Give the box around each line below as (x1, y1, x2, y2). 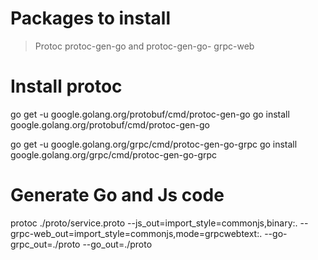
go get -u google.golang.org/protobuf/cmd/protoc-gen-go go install (10, 108, 290, 120)
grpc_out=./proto (10, 238, 81, 250)
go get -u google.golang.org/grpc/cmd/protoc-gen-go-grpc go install (10, 138, 298, 150)
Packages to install (10, 7, 172, 30)
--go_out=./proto (82, 238, 153, 250)
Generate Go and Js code (10, 184, 225, 207)
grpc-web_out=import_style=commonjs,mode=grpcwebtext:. (10, 227, 263, 239)
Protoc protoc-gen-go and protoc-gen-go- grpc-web (34, 40, 255, 52)
